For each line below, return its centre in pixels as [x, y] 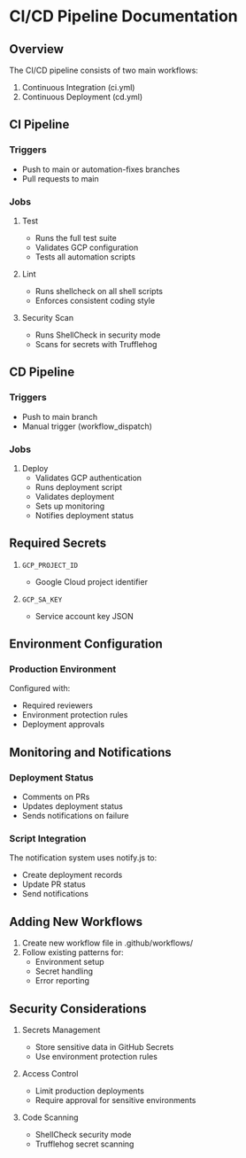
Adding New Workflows [76, 922]
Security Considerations [78, 1009]
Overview [37, 49]
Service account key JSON [85, 616]
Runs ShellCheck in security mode [98, 335]
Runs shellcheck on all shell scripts [99, 291]
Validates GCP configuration [87, 247]
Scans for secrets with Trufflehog [96, 344]
